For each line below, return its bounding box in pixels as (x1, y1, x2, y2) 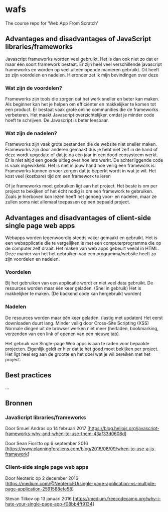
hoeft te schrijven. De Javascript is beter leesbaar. (5, 117, 109, 124)
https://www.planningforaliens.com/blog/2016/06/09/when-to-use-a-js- (7, 446, 156, 452)
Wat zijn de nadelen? (5, 130, 57, 137)
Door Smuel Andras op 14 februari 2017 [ (5, 426, 89, 432)
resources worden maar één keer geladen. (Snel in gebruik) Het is (5, 285, 141, 291)
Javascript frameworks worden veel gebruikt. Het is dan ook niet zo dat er (5, 56, 158, 62)
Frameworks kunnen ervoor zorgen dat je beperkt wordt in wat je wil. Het (5, 168, 156, 174)
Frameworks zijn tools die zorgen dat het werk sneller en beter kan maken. (5, 96, 159, 102)
